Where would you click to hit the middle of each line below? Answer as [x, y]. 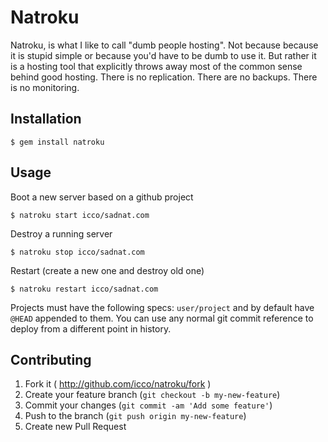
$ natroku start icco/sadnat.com [80, 215]
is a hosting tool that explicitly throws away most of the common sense [156, 66]
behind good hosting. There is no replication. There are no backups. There [164, 77]
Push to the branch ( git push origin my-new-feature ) [135, 416]
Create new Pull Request [75, 427]
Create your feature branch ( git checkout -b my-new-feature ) [152, 395]
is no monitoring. [45, 87]
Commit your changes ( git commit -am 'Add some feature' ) [148, 405]
